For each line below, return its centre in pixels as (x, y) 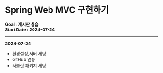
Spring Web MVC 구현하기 (57, 10)
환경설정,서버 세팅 (29, 53)
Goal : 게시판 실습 (22, 24)
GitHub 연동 (24, 59)
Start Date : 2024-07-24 (30, 29)
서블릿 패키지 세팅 (29, 65)
